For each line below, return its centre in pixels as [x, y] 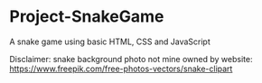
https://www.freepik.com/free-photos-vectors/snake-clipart [121, 69]
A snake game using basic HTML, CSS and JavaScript [110, 41]
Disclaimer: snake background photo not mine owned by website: [131, 59]
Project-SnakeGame [87, 17]
